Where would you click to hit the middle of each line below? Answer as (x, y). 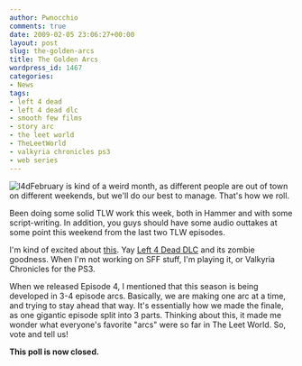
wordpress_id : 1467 (46, 69)
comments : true (38, 26)
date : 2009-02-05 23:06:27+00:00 (72, 34)
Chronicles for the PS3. (53, 269)
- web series (34, 160)
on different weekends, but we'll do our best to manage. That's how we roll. (150, 196)
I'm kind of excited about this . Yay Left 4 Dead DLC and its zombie (132, 250)
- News (22, 85)
